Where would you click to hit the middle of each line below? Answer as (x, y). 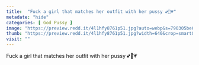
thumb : (14, 34)
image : (14, 28)
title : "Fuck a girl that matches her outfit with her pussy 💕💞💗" (91, 12)
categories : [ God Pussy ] (39, 22)
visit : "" (18, 39)
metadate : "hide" (28, 17)
